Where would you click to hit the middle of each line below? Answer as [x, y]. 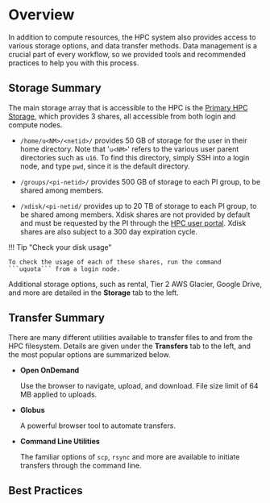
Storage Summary [55, 88]
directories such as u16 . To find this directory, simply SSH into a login [135, 157]
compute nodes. [35, 125]
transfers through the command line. [81, 465]
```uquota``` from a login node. [64, 269]
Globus [33, 409]
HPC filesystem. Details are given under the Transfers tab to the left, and [130, 346]
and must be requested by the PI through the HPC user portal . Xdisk [133, 222]
